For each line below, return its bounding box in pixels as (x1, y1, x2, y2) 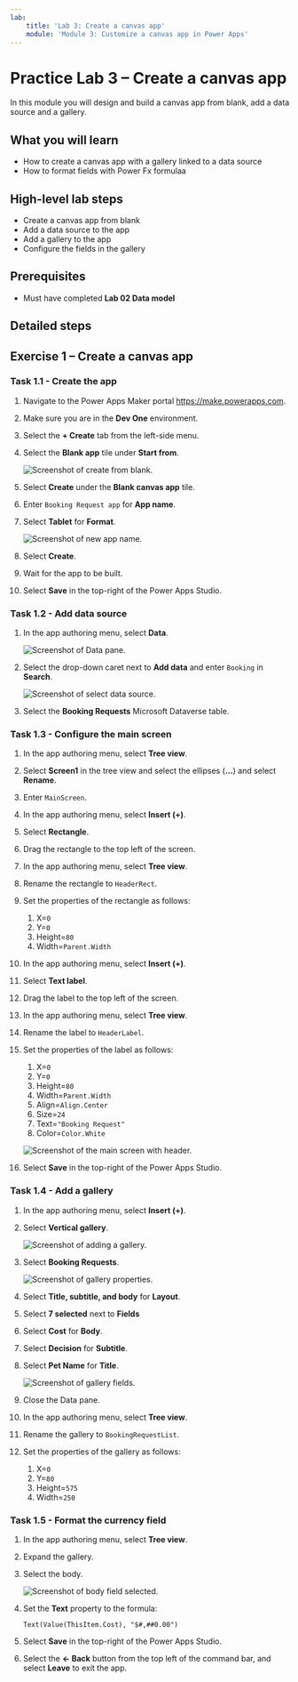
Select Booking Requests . (22, 1256, 120, 1268)
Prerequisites (10, 269, 86, 285)
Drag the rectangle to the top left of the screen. (22, 844, 196, 855)
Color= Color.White (35, 1128, 106, 1139)
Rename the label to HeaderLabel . (22, 1027, 145, 1038)
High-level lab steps (10, 191, 123, 206)
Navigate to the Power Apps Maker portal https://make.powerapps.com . (22, 395, 286, 406)
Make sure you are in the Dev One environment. (22, 413, 199, 423)
